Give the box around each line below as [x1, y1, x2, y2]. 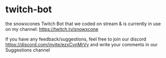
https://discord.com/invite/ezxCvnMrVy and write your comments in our [5, 41, 158, 47]
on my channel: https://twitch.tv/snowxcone [5, 26, 99, 32]
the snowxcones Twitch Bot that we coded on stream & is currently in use [5, 21, 161, 27]
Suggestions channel [5, 47, 50, 53]
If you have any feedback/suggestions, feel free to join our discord [5, 36, 146, 42]
